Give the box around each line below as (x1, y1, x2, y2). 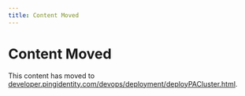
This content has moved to (8, 71, 95, 80)
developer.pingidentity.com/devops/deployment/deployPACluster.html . (8, 79, 238, 88)
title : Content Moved (8, 11, 80, 20)
